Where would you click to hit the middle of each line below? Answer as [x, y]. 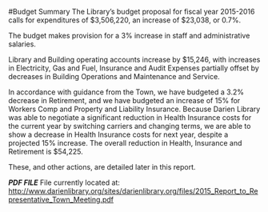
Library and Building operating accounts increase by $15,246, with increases [134, 60]
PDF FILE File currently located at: [64, 182]
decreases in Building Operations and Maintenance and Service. [114, 76]
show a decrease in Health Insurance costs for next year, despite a [118, 134]
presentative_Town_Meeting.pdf [61, 200]
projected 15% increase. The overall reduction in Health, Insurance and [125, 143]
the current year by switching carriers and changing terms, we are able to [130, 126]
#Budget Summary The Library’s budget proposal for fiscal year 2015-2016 [132, 12]
